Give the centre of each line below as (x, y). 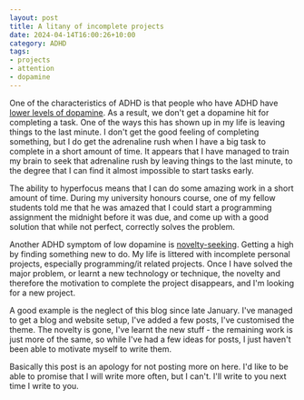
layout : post (34, 18)
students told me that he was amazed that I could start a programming (141, 207)
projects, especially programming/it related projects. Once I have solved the (151, 264)
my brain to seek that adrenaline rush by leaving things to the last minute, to (151, 161)
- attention (32, 69)
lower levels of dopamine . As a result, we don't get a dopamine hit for (139, 112)
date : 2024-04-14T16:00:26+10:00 (73, 35)
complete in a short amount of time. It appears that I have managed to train (149, 151)
